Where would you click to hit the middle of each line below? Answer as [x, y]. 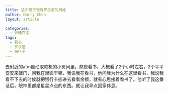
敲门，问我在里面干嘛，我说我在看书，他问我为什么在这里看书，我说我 [91, 73]
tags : [11, 38]
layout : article [22, 19]
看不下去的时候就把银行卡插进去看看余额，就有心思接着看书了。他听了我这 [82, 79]
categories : [18, 28]
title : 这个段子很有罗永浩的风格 [36, 10]
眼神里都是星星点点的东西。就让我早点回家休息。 [69, 85]
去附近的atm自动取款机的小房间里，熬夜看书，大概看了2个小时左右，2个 [80, 66]
